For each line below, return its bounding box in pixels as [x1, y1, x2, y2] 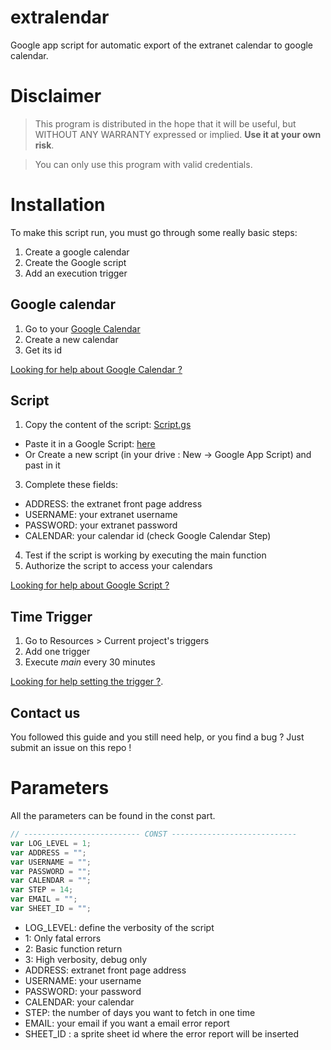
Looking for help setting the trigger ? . [10, 676, 164, 688]
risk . [34, 139, 55, 151]
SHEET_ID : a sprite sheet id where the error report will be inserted [24, 1027, 299, 1040]
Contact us [10, 704, 81, 721]
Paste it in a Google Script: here [24, 438, 156, 450]
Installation [10, 194, 106, 216]
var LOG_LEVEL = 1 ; [10, 838, 92, 848]
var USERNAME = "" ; [10, 857, 92, 867]
